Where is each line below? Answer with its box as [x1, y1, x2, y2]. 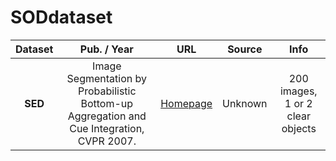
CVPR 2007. [77, 134, 137, 148]
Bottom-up [80, 96, 134, 110]
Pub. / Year [79, 42, 134, 56]
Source [227, 42, 263, 56]
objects [281, 121, 317, 135]
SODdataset [10, 6, 113, 29]
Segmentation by [66, 71, 148, 85]
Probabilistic [77, 84, 137, 98]
